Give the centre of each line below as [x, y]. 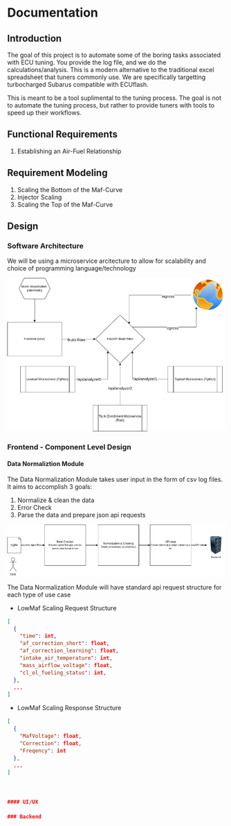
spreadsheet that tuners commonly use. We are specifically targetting [107, 77]
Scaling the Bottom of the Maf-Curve [70, 189]
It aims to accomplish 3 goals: [49, 486]
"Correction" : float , [50, 743]
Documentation [53, 13]
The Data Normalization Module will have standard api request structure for [114, 587]
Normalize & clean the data [56, 500]
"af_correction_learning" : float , [69, 651]
